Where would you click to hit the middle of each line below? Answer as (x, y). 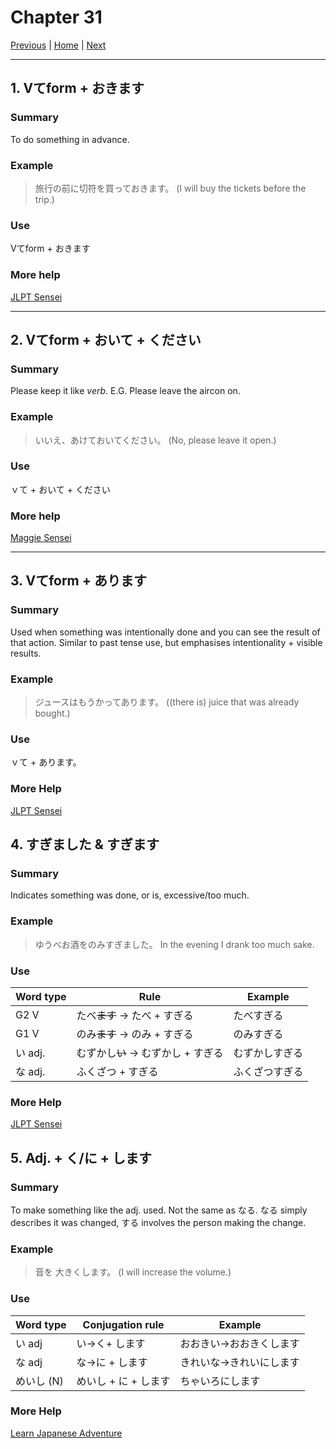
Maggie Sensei (41, 538)
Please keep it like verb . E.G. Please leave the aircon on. (125, 391)
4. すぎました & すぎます (85, 844)
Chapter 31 (56, 17)
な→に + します (112, 1362)
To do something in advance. (70, 139)
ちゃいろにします (220, 1381)
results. (26, 653)
